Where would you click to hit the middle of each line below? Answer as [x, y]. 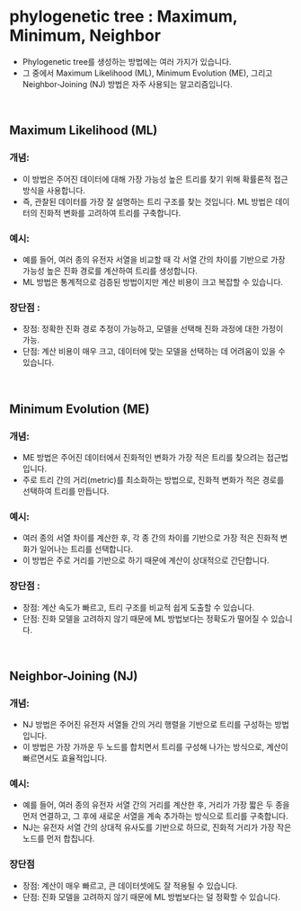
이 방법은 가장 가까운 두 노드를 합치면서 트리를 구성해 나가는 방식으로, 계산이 [155, 747]
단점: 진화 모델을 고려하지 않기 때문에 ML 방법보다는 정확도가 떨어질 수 [146, 619]
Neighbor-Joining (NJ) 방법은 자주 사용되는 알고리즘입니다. [128, 84]
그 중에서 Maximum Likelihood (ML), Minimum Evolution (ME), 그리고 [147, 73]
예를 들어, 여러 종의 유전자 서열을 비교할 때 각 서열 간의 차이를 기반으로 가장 [154, 259]
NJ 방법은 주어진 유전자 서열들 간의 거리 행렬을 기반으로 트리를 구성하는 [147, 725]
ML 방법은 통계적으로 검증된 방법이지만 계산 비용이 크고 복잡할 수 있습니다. [153, 281]
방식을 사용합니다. [53, 190]
